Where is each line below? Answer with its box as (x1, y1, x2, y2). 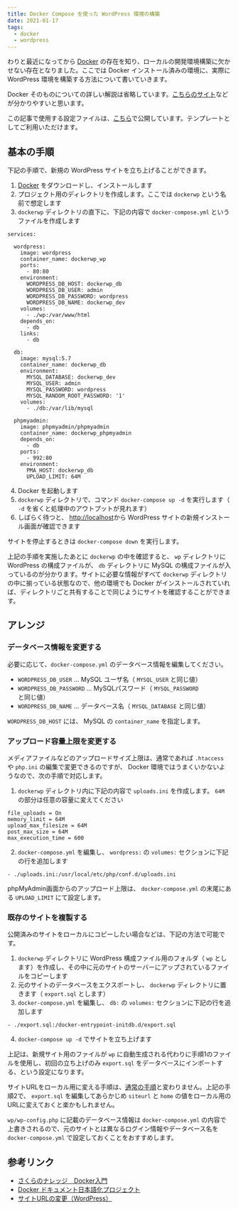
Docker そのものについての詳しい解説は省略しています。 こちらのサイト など (7, 90, 229, 99)
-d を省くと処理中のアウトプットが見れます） (17, 504, 151, 512)
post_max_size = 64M (7, 828, 69, 835)
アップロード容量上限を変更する (7, 736, 117, 746)
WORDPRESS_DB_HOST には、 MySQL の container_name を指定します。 (7, 717, 205, 725)
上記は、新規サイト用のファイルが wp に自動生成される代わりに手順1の (7, 1050, 213, 1058)
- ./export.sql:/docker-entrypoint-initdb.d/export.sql (7, 1021, 176, 1029)
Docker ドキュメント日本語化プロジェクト (17, 1186, 141, 1194)
